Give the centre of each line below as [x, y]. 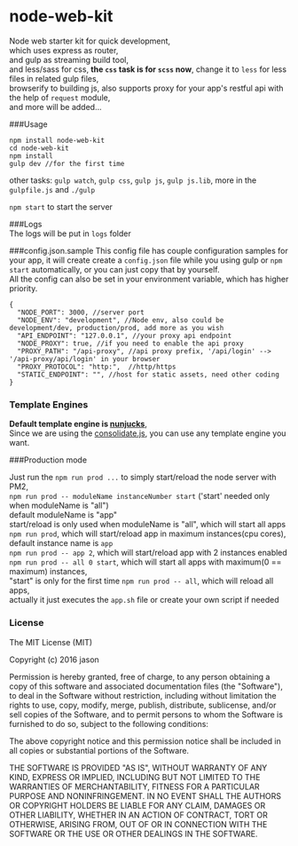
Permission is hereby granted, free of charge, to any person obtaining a [140, 676]
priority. [24, 288]
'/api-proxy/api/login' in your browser [85, 359]
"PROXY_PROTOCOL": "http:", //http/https [97, 367]
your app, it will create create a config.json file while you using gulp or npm [146, 260]
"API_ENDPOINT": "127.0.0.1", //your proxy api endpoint [125, 336]
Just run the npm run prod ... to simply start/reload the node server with [143, 478]
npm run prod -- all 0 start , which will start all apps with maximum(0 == [145, 562]
